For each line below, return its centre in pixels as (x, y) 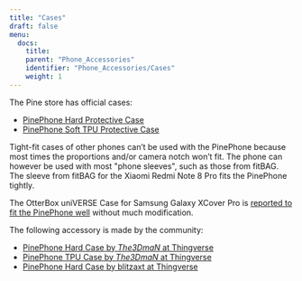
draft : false (34, 26)
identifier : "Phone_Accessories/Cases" (101, 69)
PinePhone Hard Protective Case (83, 119)
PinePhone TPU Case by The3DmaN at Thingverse (117, 257)
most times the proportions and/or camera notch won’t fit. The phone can (146, 156)
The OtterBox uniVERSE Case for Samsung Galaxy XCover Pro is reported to (151, 202)
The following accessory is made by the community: (106, 229)
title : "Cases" (38, 18)
